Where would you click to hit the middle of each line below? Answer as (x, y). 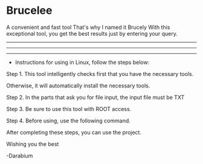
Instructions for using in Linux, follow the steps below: (82, 62)
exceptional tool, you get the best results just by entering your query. (92, 33)
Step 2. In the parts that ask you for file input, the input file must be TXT (95, 97)
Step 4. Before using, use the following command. (69, 121)
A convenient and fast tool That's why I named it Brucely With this (88, 27)
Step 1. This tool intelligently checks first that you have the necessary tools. (100, 74)
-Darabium (20, 156)
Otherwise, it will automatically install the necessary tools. (78, 86)
